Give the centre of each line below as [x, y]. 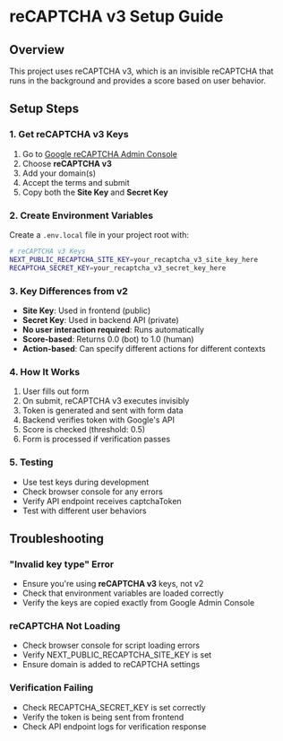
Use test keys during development [86, 482]
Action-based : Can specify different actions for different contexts [144, 348]
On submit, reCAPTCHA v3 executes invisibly [106, 401]
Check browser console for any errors [92, 492]
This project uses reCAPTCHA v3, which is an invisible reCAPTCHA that [141, 71]
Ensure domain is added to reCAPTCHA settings [111, 665]
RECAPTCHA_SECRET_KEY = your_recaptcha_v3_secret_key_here [118, 268]
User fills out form [56, 391]
